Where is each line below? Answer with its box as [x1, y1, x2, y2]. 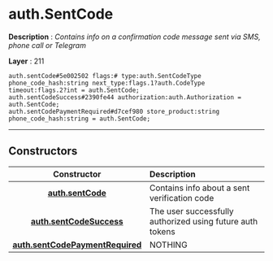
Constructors [8, 144, 78, 159]
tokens [149, 225, 176, 237]
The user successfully [149, 205, 234, 216]
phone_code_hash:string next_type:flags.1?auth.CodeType [8, 79, 206, 87]
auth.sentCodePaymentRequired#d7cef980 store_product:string [8, 107, 220, 115]
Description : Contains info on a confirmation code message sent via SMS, [8, 32, 262, 41]
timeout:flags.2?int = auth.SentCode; [8, 86, 140, 94]
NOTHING [149, 239, 188, 250]
